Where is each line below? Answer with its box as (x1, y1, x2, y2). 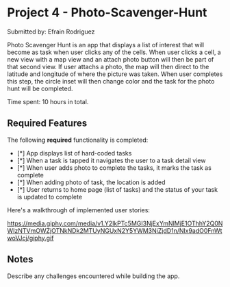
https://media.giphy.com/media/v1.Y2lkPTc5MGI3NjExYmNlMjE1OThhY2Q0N (7, 219, 223, 227)
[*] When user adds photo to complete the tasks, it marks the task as (16, 163, 212, 172)
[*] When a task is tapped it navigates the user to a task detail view (16, 156, 206, 164)
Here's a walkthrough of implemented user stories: (7, 205, 151, 214)
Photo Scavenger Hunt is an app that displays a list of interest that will (7, 40, 204, 49)
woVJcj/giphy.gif (7, 234, 54, 242)
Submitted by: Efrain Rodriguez (7, 27, 95, 36)
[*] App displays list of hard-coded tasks (16, 149, 132, 157)
